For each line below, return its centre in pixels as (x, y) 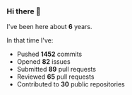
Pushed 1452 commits (49, 54)
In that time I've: (30, 40)
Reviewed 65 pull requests (55, 77)
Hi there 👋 (24, 11)
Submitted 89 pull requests (56, 69)
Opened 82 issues (44, 62)
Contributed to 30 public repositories (71, 84)
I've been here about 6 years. (49, 27)
